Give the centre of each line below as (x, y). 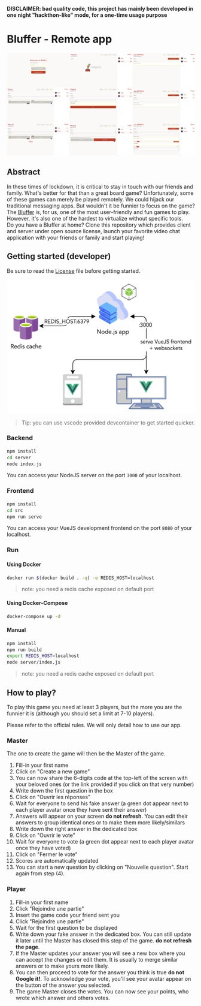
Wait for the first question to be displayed (66, 927)
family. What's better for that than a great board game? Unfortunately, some (100, 193)
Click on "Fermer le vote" (46, 854)
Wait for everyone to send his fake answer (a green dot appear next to (102, 803)
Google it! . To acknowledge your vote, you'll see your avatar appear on (103, 978)
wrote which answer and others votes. (63, 998)
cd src (15, 510)
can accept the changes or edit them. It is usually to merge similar (97, 959)
